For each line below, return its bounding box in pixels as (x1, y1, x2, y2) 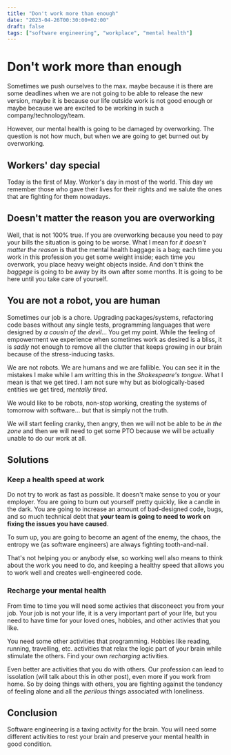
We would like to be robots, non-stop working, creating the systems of (7, 399, 208, 407)
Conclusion (7, 707, 58, 718)
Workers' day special (7, 160, 101, 171)
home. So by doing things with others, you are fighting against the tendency (7, 680, 223, 688)
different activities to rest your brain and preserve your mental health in (7, 733, 210, 741)
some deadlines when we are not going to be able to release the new (7, 89, 203, 97)
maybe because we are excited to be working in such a (7, 104, 164, 113)
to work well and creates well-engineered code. (7, 568, 143, 577)
